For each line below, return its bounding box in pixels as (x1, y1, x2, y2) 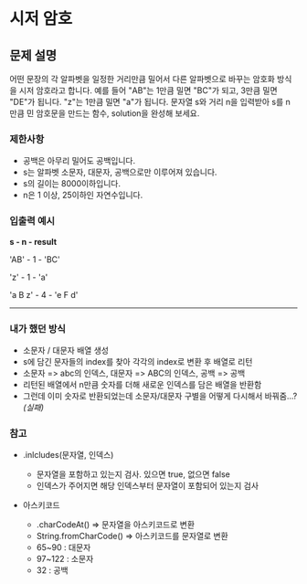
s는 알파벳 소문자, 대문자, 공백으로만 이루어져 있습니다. (22, 166, 217, 178)
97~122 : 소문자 (36, 554, 94, 565)
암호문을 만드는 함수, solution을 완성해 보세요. (36, 108, 200, 119)
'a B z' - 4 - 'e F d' (9, 289, 79, 300)
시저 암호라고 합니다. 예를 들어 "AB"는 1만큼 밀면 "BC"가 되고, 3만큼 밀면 (18, 85, 278, 96)
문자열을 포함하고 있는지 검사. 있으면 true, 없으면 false (36, 469, 230, 480)
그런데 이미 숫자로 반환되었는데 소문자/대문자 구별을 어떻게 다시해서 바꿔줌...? (22, 390, 298, 401)
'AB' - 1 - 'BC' (9, 253, 61, 265)
